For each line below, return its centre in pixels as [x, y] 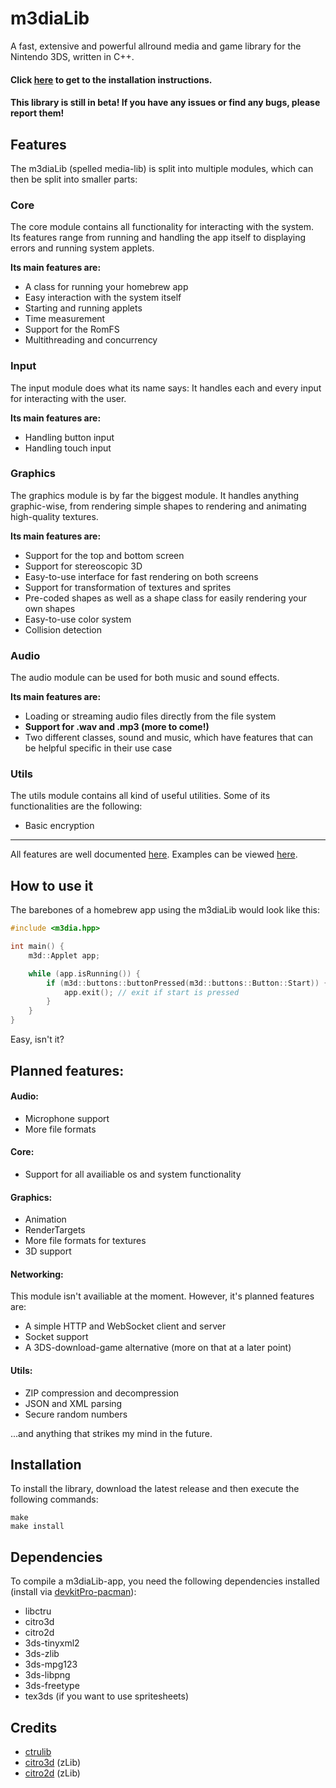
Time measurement [65, 319]
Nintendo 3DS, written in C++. [72, 56]
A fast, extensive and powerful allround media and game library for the [156, 46]
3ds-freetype [52, 1686]
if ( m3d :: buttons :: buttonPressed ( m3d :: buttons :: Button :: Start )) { [187, 983]
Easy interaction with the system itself [103, 298]
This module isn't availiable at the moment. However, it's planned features [162, 1296]
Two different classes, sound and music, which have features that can [169, 738]
